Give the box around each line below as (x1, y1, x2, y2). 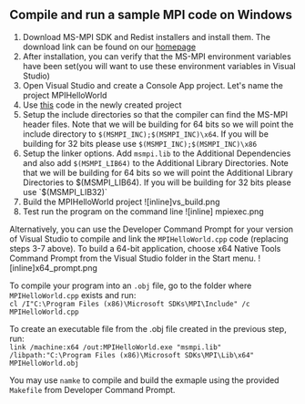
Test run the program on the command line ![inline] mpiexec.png (22, 205, 264, 217)
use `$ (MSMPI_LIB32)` (22, 186, 107, 197)
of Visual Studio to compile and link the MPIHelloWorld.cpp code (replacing (9, 233, 289, 244)
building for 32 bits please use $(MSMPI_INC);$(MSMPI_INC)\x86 (22, 138, 258, 149)
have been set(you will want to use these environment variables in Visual (22, 60, 296, 71)
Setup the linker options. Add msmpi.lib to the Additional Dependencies (22, 148, 291, 159)
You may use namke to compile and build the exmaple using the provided (9, 374, 280, 386)
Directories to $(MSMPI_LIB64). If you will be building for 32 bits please (22, 177, 291, 188)
